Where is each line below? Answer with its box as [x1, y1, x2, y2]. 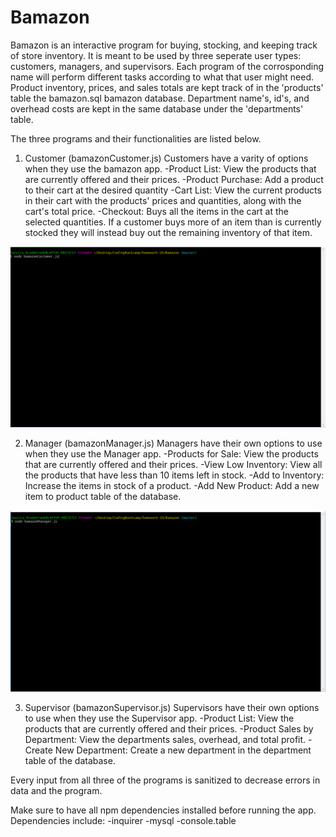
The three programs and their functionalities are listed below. [10, 132, 262, 145]
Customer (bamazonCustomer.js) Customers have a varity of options [24, 152, 309, 164]
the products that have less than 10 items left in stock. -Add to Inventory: [24, 469, 325, 481]
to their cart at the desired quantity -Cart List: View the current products [24, 184, 322, 196]
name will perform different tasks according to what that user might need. [10, 71, 315, 83]
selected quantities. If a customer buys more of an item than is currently [24, 216, 322, 228]
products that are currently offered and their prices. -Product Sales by [24, 722, 314, 735]
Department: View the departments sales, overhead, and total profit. [24, 733, 307, 745]
